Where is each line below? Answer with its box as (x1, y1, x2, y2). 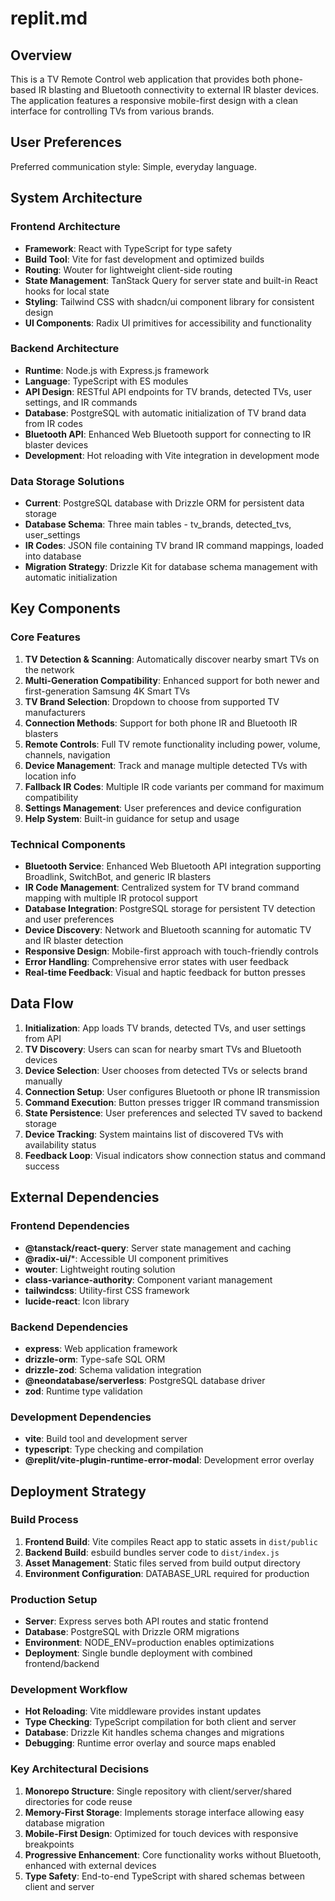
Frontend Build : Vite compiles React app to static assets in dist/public (24, 1535, 318, 1547)
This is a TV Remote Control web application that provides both (10, 73, 271, 85)
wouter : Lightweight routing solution (24, 1263, 176, 1275)
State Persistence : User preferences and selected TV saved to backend (24, 1107, 323, 1119)
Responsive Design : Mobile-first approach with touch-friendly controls (24, 945, 319, 957)
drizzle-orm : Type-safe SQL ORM (24, 1353, 166, 1365)
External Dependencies (10, 1189, 160, 1206)
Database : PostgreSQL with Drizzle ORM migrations (24, 1626, 240, 1638)
